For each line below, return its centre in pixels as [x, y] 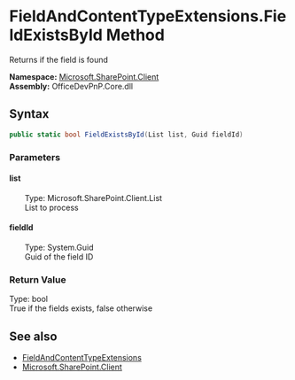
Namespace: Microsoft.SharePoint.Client [84, 76]
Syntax [29, 114]
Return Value [38, 279]
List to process [52, 207]
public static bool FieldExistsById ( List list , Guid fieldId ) [126, 135]
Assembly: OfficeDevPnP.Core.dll [71, 86]
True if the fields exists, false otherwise [81, 308]
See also [33, 336]
